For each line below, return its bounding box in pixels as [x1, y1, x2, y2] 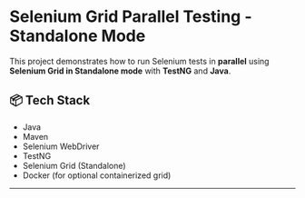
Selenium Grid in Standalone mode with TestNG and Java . [9, 65, 231, 76]
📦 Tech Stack [9, 93, 91, 108]
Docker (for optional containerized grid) [22, 170, 172, 181]
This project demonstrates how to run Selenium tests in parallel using [9, 55, 270, 66]
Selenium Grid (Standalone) [22, 160, 126, 171]
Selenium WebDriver [22, 141, 100, 152]
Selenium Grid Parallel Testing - [9, 6, 252, 27]
